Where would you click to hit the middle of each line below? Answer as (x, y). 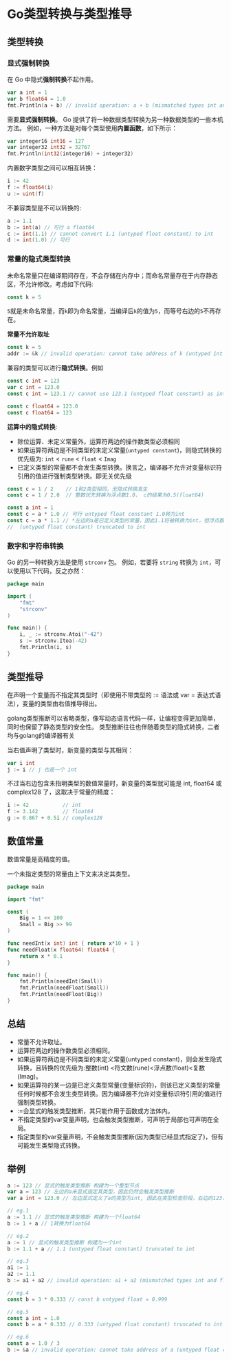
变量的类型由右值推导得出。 (61, 703)
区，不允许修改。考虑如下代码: (51, 284)
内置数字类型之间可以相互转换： (52, 168)
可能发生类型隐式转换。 (50, 1145)
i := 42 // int (44, 805)
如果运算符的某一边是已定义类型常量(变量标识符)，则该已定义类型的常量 (119, 1085)
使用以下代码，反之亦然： (49, 571)
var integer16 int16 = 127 (46, 141)
